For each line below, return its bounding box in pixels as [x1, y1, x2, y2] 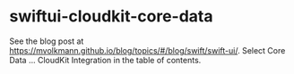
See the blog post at [9, 36, 84, 46]
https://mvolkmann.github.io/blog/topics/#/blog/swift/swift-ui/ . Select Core [9, 45, 286, 55]
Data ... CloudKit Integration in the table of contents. [9, 54, 202, 65]
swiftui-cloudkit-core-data [9, 6, 213, 27]
